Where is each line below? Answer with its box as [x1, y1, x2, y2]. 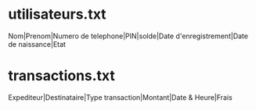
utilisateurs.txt [8, 5, 107, 23]
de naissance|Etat [8, 39, 67, 48]
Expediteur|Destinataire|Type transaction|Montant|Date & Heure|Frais [8, 92, 233, 102]
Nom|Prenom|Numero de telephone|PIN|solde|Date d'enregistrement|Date [8, 31, 249, 41]
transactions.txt [8, 67, 115, 85]
